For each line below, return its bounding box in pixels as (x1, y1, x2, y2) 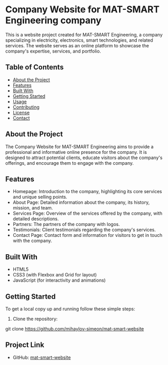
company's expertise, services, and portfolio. (5, 48, 101, 54)
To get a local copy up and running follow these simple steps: (5, 306, 135, 312)
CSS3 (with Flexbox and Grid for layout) (12, 272, 97, 278)
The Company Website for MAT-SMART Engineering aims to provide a (5, 143, 154, 150)
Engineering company (5, 14, 102, 26)
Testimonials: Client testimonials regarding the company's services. (12, 227, 156, 233)
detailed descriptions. (12, 216, 59, 222)
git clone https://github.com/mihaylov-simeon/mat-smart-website (5, 326, 144, 332)
